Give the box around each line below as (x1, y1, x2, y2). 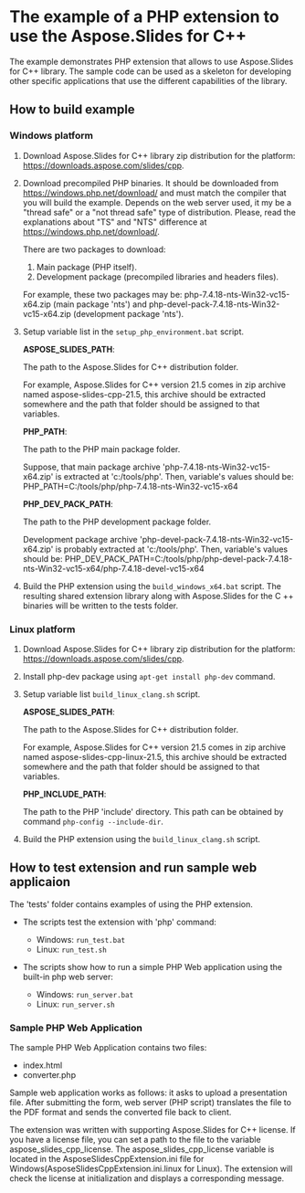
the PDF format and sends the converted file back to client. (9, 1107, 232, 1118)
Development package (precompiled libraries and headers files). (36, 271, 279, 282)
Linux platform (9, 623, 76, 636)
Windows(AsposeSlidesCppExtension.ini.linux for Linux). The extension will (9, 1163, 293, 1175)
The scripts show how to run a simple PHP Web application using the (22, 961, 283, 972)
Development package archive (22, 533, 139, 544)
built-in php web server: (22, 971, 114, 982)
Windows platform (9, 130, 94, 143)
